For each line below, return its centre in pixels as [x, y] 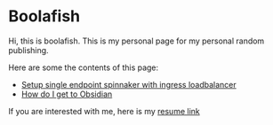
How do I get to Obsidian [67, 94]
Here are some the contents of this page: [84, 67]
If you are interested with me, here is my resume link [104, 111]
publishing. [29, 50]
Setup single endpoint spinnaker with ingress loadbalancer [128, 84]
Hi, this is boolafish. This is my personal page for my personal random [136, 41]
